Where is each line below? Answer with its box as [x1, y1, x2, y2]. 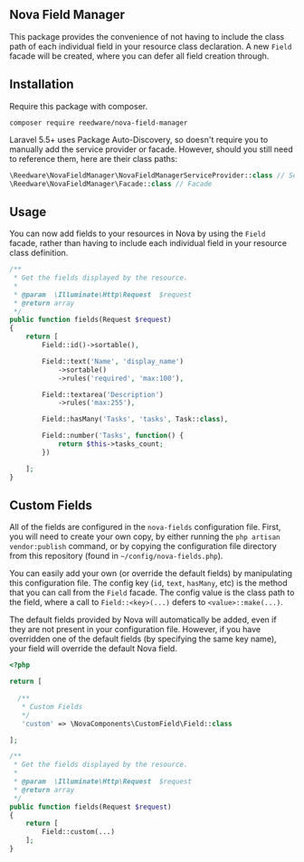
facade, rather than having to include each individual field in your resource [9, 238, 288, 249]
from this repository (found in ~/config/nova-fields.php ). [9, 551, 223, 562]
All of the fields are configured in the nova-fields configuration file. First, [9, 522, 281, 533]
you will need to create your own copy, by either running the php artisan [9, 531, 280, 542]
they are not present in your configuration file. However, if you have [9, 624, 261, 635]
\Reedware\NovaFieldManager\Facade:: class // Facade [9, 179, 213, 188]
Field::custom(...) [42, 828, 116, 837]
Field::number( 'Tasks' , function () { [42, 431, 184, 440]
